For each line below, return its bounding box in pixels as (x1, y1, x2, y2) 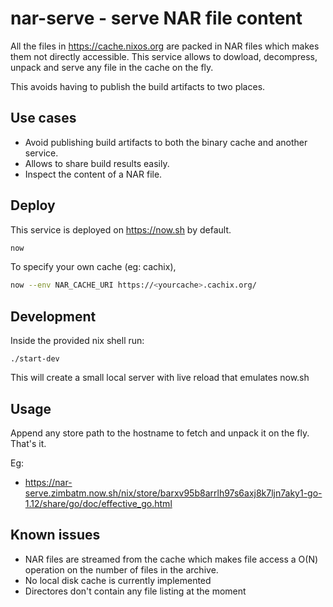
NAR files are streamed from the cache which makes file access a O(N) (24, 553, 319, 565)
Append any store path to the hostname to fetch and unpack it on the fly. (10, 427, 310, 439)
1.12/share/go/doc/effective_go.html (24, 497, 173, 509)
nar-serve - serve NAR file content (10, 7, 303, 30)
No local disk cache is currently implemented (24, 574, 212, 586)
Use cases (10, 110, 77, 127)
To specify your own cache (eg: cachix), (10, 261, 177, 273)
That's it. (10, 437, 47, 449)
